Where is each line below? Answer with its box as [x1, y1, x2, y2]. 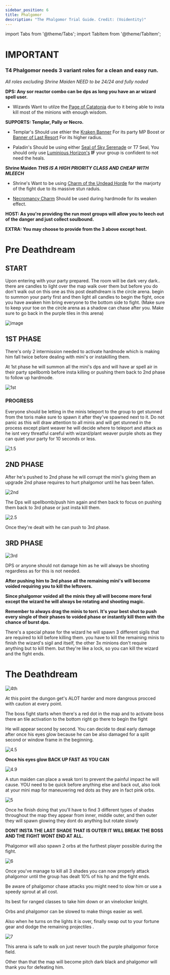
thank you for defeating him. [5, 964, 64, 970]
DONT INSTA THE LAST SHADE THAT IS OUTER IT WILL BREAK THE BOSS [5, 827, 163, 833]
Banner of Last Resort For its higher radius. [12, 134, 103, 140]
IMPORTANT [5, 49, 59, 60]
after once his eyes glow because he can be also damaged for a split [5, 731, 149, 737]
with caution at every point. [5, 700, 62, 706]
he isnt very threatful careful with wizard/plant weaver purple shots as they [5, 430, 162, 436]
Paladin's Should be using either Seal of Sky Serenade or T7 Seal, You [12, 144, 159, 150]
